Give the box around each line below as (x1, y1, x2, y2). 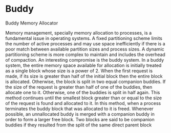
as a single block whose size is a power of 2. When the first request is (5, 67, 153, 74)
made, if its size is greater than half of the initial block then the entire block (5, 73, 163, 79)
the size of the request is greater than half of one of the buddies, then (5, 84, 153, 90)
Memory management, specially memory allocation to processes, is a (5, 30, 152, 36)
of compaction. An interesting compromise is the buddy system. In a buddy (5, 57, 164, 63)
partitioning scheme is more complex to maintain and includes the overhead (5, 51, 165, 58)
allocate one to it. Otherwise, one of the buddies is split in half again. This (5, 89, 160, 95)
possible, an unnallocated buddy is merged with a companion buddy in (5, 111, 155, 117)
